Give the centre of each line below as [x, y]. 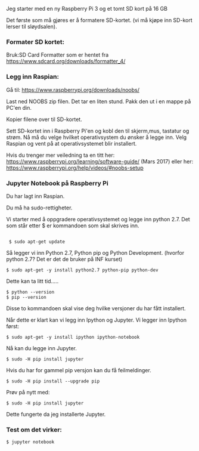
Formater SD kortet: [35, 42]
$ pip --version [26, 297]
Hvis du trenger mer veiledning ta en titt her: [60, 155]
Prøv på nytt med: [28, 392]
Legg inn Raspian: [33, 77]
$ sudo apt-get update [37, 242]
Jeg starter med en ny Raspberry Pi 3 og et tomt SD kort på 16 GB [87, 9]
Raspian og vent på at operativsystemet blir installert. [71, 143]
